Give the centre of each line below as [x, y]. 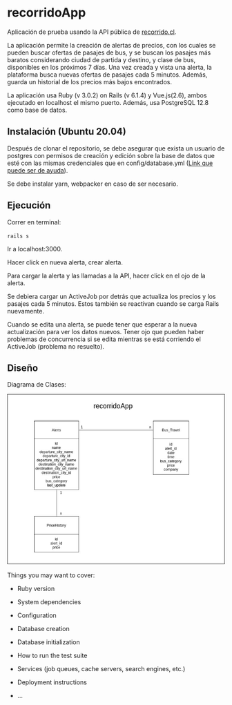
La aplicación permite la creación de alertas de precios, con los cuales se [112, 45]
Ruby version [36, 589]
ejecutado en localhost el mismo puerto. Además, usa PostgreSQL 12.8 [108, 102]
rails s [18, 236]
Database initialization [49, 642]
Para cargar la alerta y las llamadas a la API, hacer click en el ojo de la [106, 276]
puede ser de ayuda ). [38, 170]
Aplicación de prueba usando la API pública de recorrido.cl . [92, 32]
